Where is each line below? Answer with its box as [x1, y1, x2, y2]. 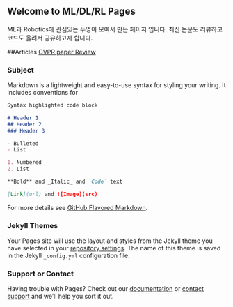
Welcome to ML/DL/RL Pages [7, 6, 136, 17]
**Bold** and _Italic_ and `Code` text [7, 178, 123, 186]
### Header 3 [7, 127, 45, 135]
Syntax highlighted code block [7, 102, 98, 109]
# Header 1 [7, 114, 39, 121]
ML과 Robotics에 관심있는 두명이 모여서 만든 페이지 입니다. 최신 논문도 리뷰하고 [7, 24, 223, 33]
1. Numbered [7, 159, 42, 166]
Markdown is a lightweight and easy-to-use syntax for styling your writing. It [7, 81, 226, 89]
